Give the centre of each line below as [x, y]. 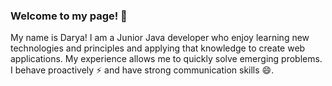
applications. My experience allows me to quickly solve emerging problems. [166, 59]
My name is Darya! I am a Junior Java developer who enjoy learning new [160, 38]
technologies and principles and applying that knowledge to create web [158, 48]
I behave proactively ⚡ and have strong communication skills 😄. [142, 70]
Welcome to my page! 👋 [69, 16]
